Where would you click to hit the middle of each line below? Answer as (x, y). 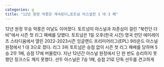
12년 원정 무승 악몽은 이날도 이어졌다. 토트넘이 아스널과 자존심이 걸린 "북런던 (79, 29)
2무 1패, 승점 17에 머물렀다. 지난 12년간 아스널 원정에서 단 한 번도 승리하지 (81, 53)
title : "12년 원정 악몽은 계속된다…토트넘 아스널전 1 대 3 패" (62, 14)
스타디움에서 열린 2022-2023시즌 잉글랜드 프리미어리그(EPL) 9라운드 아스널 (84, 41)
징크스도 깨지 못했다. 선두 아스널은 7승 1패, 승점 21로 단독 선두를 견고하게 (84, 59)
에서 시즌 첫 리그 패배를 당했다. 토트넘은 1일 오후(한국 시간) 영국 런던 (77, 35)
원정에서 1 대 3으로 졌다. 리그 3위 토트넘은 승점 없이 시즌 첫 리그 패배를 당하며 (80, 47)
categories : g (20, 10)
